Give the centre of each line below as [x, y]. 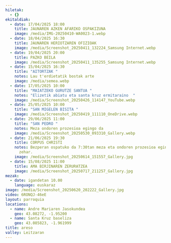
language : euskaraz [35, 185]
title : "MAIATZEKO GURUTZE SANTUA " [53, 90]
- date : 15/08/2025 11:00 [37, 161]
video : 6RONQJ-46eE [26, 195]
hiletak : [15, 10]
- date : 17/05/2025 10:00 [37, 86]
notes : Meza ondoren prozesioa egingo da [59, 128]
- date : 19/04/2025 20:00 [37, 52]
